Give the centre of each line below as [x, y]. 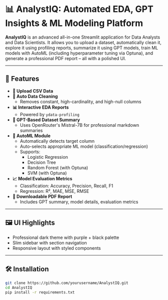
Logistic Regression [48, 157]
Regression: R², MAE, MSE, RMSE [54, 191]
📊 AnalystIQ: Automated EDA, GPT [79, 9]
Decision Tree [42, 162]
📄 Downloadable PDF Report [42, 196]
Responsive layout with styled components [56, 248]
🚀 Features [22, 79]
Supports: [30, 152]
